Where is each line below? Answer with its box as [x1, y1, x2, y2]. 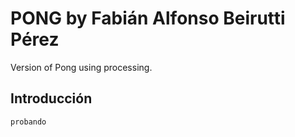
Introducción [10, 90, 93, 107]
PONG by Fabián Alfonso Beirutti [10, 7, 286, 30]
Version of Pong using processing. [10, 61, 153, 73]
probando [10, 117, 47, 127]
